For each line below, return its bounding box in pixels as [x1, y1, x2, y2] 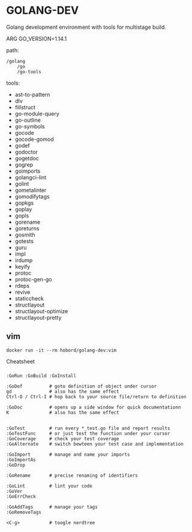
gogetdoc [14, 154, 39, 162]
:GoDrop [6, 462, 26, 468]
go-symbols [14, 122, 45, 130]
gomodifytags [14, 193, 50, 200]
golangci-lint [14, 173, 47, 181]
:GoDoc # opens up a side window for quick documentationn [6, 404, 181, 410]
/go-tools [17, 68, 42, 75]
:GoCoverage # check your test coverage [6, 435, 119, 441]
